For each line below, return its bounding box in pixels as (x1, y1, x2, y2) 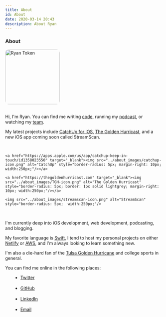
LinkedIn (20, 295, 38, 301)
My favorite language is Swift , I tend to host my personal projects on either (5, 234, 159, 240)
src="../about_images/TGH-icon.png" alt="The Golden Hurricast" (5, 179, 142, 184)
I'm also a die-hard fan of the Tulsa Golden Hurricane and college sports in (5, 249, 159, 255)
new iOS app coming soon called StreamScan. (5, 133, 101, 140)
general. (5, 255, 22, 261)
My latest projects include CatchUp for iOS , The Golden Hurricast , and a (5, 128, 154, 134)
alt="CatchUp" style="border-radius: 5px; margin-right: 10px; (27, 162, 162, 167)
